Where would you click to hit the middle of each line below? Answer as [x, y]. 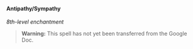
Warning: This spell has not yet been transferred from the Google [104, 34]
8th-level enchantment [35, 22]
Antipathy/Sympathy [34, 8]
